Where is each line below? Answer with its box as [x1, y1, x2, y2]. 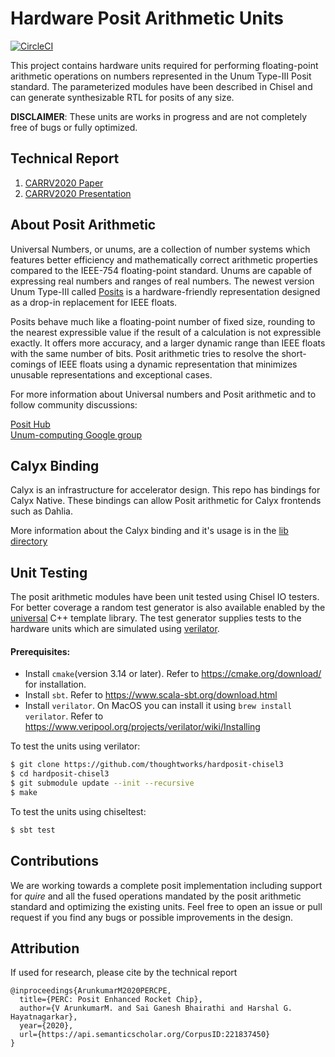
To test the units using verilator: [10, 740, 141, 752]
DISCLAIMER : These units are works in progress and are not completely [10, 110, 308, 122]
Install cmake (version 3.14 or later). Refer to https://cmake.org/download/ [24, 668, 322, 680]
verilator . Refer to [24, 710, 104, 722]
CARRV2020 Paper [24, 177, 104, 189]
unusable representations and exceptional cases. [10, 368, 213, 381]
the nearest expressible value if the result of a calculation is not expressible [10, 326, 322, 338]
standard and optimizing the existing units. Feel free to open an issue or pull [10, 900, 323, 912]
